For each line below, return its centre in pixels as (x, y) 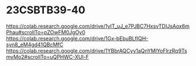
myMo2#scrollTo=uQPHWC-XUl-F (48, 57)
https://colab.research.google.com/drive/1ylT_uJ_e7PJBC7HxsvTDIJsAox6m (98, 26)
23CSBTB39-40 (46, 10)
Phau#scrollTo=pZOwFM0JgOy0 (46, 32)
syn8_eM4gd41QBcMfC (35, 45)
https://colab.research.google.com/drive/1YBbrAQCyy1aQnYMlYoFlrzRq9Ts (97, 50)
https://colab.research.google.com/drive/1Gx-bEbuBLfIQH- (77, 38)
